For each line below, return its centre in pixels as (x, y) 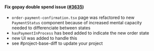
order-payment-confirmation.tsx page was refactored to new (73, 17)
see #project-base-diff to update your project (57, 43)
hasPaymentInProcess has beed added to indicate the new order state (80, 33)
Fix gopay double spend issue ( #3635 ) (44, 7)
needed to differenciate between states (51, 28)
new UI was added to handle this (44, 38)
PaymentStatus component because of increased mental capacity (77, 23)
